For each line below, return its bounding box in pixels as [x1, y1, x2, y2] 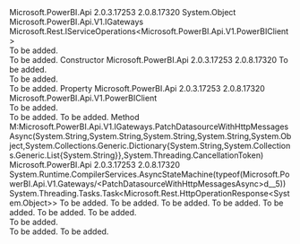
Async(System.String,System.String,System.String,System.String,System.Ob [9, 131, 292, 141]
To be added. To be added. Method [9, 112, 140, 122]
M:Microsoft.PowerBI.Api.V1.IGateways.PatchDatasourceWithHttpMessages [9, 121, 289, 132]
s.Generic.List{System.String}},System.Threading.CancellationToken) [9, 150, 264, 161]
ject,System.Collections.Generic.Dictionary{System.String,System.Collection [9, 141, 291, 151]
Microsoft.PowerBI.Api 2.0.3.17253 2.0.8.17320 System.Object [9, 7, 236, 17]
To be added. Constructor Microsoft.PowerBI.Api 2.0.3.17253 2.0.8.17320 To [9, 55, 288, 65]
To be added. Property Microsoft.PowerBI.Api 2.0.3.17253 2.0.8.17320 [9, 83, 266, 93]
